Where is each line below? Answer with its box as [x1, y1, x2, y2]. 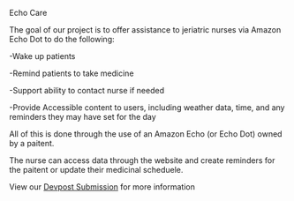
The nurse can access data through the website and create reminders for [9, 155, 275, 166]
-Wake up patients [9, 51, 76, 61]
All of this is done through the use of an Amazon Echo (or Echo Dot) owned [9, 129, 283, 139]
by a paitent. [9, 138, 55, 148]
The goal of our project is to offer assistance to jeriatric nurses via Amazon [9, 25, 282, 34]
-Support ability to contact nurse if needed [9, 86, 165, 95]
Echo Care [9, 8, 48, 18]
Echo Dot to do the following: [9, 34, 115, 44]
